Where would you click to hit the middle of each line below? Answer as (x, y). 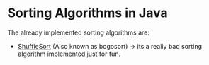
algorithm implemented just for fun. (69, 54)
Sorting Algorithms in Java (87, 13)
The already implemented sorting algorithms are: (79, 32)
